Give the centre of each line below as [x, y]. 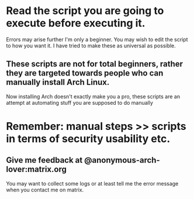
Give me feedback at [44, 160]
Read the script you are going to [85, 11]
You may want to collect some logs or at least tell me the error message [92, 183]
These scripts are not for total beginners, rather [94, 64]
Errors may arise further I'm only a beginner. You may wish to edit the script [97, 39]
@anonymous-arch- [122, 160]
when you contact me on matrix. [45, 190]
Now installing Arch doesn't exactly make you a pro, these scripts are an [93, 96]
